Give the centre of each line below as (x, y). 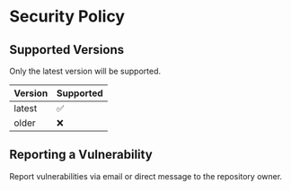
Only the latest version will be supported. (85, 71)
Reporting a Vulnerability (81, 155)
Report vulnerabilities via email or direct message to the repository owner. (146, 176)
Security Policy (67, 17)
